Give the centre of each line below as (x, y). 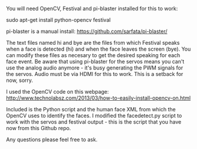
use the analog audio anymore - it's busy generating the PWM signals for (95, 68)
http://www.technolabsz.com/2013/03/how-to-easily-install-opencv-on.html (98, 98)
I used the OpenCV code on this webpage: (58, 92)
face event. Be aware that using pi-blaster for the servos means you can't (95, 62)
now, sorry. (20, 80)
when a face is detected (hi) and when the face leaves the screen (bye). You (98, 49)
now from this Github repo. (39, 128)
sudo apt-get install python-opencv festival (58, 20)
